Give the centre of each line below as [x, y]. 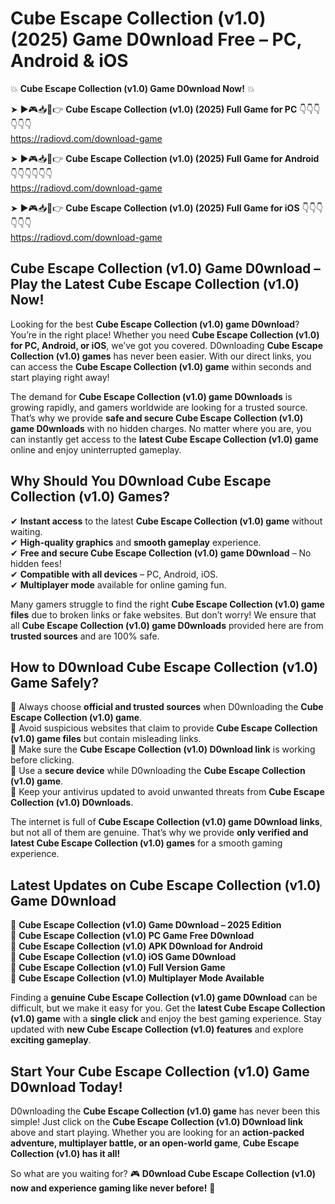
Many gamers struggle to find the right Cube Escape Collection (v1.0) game [167, 604]
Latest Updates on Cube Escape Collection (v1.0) [166, 885]
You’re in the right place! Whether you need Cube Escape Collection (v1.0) [165, 334]
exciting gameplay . [51, 1040]
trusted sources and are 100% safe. [85, 636]
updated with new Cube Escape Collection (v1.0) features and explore [157, 1029]
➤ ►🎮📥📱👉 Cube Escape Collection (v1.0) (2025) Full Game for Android [165, 158]
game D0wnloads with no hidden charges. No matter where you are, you [161, 428]
